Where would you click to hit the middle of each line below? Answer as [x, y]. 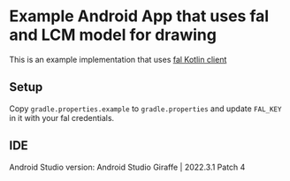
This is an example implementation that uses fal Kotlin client [118, 59]
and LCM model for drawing [113, 35]
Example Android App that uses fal [139, 16]
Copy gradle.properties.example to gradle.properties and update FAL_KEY [145, 109]
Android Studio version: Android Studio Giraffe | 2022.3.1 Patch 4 [127, 167]
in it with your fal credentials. [62, 117]
